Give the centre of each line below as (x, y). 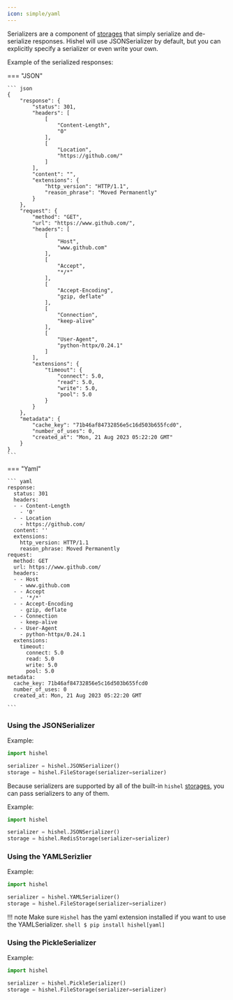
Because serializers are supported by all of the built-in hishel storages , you (116, 786)
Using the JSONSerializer (51, 725)
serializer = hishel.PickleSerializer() (67, 983)
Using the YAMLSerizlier (50, 857)
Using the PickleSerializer (52, 943)
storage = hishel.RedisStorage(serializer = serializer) (89, 839)
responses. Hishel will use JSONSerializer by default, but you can (127, 41)
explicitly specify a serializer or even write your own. (83, 48)
